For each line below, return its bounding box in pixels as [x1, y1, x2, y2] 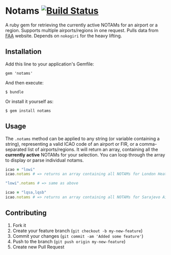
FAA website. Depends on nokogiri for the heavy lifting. [5, 33, 122, 39]
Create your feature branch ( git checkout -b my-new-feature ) [12, 228, 143, 234]
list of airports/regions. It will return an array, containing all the [27, 146, 158, 152]
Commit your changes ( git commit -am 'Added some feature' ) [12, 233, 144, 239]
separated [5, 146, 27, 152]
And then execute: [5, 79, 44, 86]
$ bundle [5, 89, 24, 94]
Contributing [5, 209, 47, 217]
